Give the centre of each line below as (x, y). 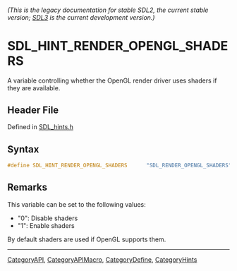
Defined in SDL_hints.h (41, 127)
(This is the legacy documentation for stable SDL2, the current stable (108, 10)
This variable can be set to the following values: (77, 204)
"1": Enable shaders (46, 225)
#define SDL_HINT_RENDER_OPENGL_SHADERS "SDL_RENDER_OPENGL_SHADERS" (120, 166)
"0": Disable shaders (48, 218)
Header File (33, 110)
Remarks (28, 187)
